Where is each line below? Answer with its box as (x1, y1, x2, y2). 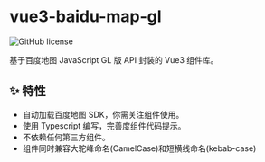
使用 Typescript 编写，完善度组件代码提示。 (22, 120, 186, 131)
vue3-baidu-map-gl (9, 6, 162, 27)
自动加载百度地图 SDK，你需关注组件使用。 (22, 109, 185, 120)
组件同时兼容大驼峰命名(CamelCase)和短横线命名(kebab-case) (22, 142, 257, 154)
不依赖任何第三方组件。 (22, 131, 110, 142)
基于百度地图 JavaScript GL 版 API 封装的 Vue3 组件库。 (9, 54, 219, 65)
